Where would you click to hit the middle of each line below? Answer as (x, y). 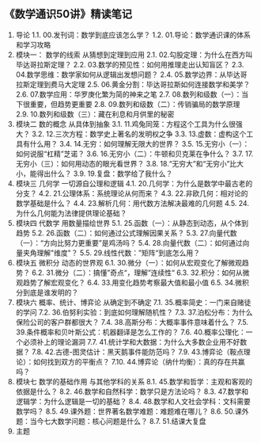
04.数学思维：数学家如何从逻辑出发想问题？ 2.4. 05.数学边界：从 (121, 74)
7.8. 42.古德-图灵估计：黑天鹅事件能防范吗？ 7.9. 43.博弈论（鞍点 (137, 352)
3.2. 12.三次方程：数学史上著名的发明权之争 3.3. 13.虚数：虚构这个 (139, 134)
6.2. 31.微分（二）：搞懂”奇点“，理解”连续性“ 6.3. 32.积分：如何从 (137, 273)
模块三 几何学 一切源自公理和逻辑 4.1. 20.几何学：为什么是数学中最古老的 (134, 183)
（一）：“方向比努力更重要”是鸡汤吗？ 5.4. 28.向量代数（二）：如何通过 (129, 243)
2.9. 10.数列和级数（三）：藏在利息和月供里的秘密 (95, 114)
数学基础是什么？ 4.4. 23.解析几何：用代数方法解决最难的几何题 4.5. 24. (132, 203)
